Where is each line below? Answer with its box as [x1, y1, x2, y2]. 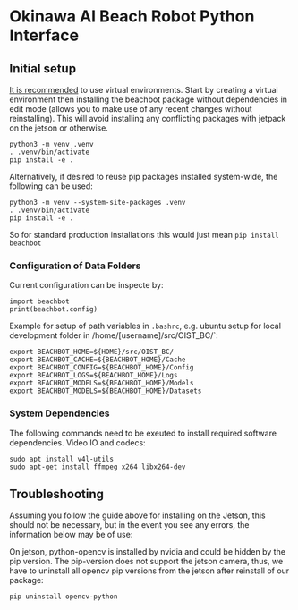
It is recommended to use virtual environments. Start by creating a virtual [9, 85, 279, 95]
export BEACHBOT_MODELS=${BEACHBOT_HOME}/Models [9, 378, 194, 388]
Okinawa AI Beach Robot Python [9, 6, 255, 27]
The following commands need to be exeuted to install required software [9, 428, 277, 438]
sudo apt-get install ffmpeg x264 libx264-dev [9, 462, 186, 471]
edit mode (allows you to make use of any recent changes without [9, 104, 252, 114]
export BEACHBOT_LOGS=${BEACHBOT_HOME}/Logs [9, 371, 178, 380]
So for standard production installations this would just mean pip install [9, 230, 279, 240]
